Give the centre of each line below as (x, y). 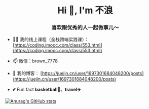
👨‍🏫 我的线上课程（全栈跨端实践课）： (51, 40)
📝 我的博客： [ (27, 74)
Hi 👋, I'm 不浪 (85, 10)
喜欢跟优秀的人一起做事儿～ (85, 27)
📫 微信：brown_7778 (35, 61)
